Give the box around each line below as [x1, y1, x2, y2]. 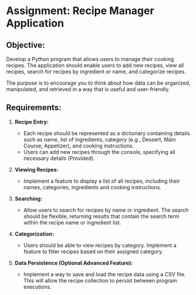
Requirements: [6, 103, 62, 113]
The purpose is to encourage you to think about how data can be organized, [6, 79, 191, 86]
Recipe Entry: [14, 118, 49, 125]
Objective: [6, 40, 45, 50]
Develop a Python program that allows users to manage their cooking [6, 56, 174, 62]
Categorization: [14, 230, 54, 237]
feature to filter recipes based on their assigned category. [23, 248, 164, 255]
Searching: [14, 195, 42, 202]
